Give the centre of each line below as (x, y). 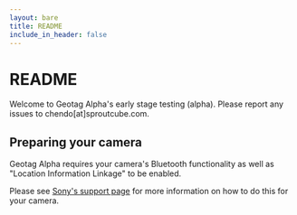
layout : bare (34, 18)
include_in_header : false (58, 34)
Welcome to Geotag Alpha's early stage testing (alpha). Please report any (146, 104)
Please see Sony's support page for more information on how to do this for (149, 192)
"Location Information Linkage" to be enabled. (96, 173)
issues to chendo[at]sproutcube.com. (79, 114)
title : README (36, 26)
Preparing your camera (76, 142)
